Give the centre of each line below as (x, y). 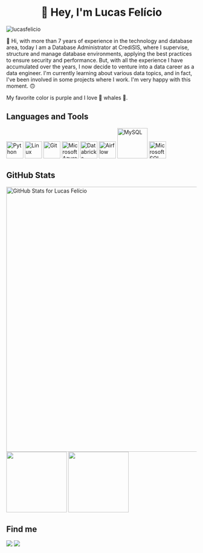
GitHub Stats (31, 175)
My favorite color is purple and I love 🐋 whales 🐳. (67, 98)
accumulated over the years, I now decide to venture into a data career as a (100, 67)
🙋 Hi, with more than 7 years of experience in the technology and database (99, 41)
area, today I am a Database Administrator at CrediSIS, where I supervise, (98, 47)
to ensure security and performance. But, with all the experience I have (95, 60)
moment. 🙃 (21, 86)
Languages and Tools (47, 117)
